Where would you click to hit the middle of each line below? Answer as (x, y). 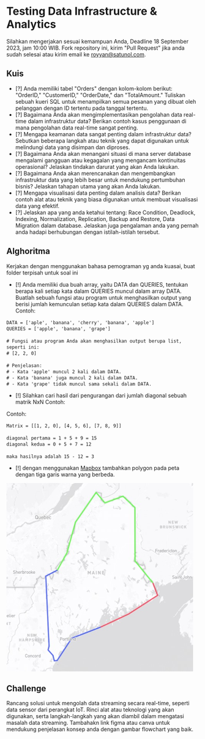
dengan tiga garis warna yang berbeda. (65, 474)
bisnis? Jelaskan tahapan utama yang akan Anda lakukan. (88, 186)
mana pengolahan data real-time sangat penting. (77, 128)
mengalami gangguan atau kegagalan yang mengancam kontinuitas (100, 160)
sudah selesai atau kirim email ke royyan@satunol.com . (76, 54)
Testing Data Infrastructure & (82, 11)
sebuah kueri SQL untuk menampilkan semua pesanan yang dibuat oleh (106, 101)
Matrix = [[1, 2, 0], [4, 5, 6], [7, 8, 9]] (64, 426)
